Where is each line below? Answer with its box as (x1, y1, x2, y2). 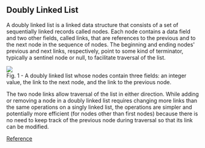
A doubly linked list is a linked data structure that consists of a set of (6, 21, 179, 28)
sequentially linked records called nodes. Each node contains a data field (6, 28, 191, 35)
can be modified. (6, 123, 49, 130)
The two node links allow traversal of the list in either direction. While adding (6, 90, 199, 98)
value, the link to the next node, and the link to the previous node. (6, 78, 171, 85)
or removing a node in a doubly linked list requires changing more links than (6, 96, 198, 104)
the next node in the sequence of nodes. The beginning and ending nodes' (6, 41, 195, 48)
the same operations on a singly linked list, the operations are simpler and (6, 103, 193, 111)
